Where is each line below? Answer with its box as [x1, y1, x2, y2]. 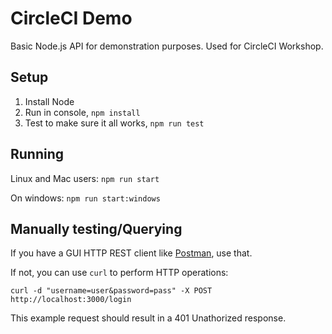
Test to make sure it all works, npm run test [24, 117, 205, 129]
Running [10, 146, 65, 163]
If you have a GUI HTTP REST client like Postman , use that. [10, 247, 253, 259]
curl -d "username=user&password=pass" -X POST [10, 286, 213, 296]
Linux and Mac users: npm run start [10, 172, 160, 184]
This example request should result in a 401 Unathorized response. [10, 312, 287, 324]
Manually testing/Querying [10, 220, 183, 237]
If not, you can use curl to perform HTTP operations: [10, 267, 229, 279]
